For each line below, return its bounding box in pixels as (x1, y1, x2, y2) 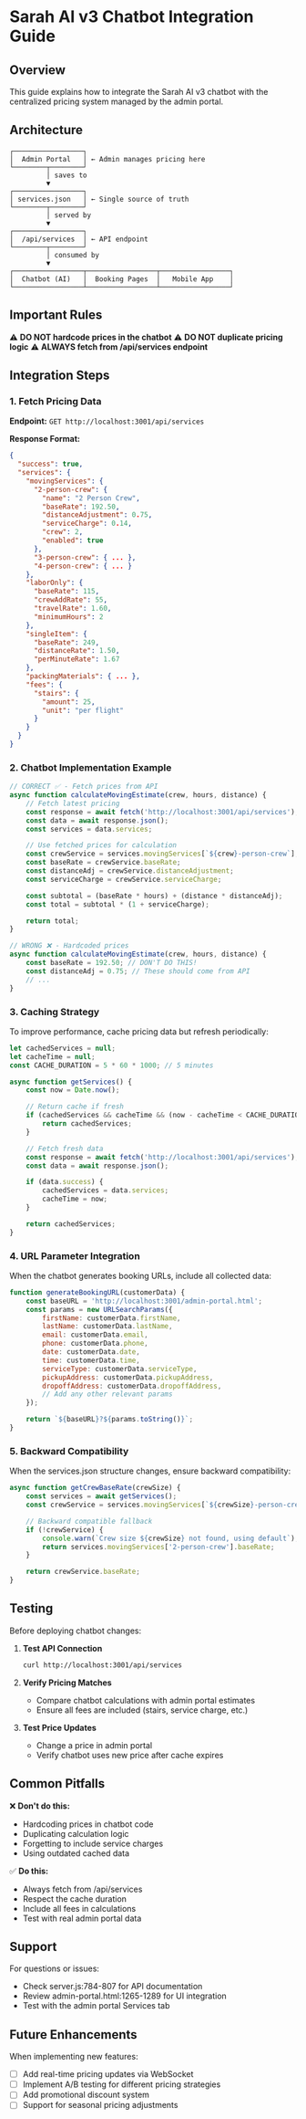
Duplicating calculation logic (22, 1828, 129, 1839)
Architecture (9, 122, 84, 138)
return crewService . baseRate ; (25, 1568, 141, 1577)
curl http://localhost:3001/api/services (22, 1660, 182, 1670)
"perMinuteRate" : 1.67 (33, 655, 120, 664)
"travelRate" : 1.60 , (33, 604, 112, 614)
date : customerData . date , (42, 1348, 141, 1357)
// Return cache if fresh (25, 1102, 125, 1111)
